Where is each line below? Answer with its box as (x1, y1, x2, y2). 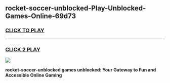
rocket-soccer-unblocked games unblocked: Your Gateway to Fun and (5, 66, 156, 72)
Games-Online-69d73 (5, 12, 76, 21)
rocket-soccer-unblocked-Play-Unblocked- (5, 4, 146, 13)
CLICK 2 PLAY (5, 46, 40, 53)
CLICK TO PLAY (5, 27, 45, 34)
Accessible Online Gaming (5, 72, 62, 78)
